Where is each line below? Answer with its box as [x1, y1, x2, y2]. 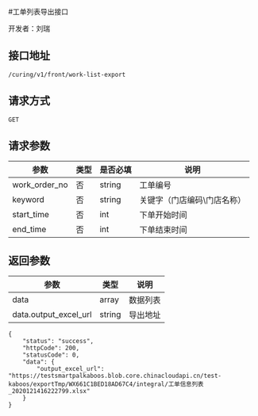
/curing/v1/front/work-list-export [8, 71, 126, 78]
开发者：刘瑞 [8, 24, 50, 33]
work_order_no [12, 179, 69, 190]
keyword [12, 194, 45, 205]
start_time [12, 209, 49, 220]
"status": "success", [22, 338, 94, 345]
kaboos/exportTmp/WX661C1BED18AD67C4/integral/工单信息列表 [8, 380, 204, 388]
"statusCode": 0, [22, 351, 80, 359]
